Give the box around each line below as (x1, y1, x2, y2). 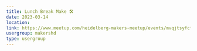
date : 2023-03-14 (6, 14, 49, 20)
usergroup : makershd (6, 30, 57, 36)
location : (6, 19, 30, 25)
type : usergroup (6, 36, 46, 42)
